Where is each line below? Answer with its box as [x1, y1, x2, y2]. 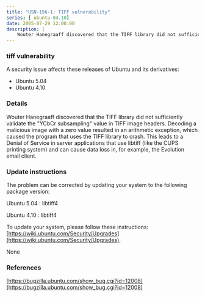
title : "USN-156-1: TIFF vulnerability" [6, 9, 111, 15]
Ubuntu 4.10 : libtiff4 [6, 211, 57, 219]
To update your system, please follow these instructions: [6, 224, 148, 231]
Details [6, 99, 28, 108]
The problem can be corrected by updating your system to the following [6, 182, 187, 189]
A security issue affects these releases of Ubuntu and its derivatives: [6, 65, 179, 73]
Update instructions [6, 167, 67, 176]
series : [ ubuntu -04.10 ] [6, 15, 70, 21]
